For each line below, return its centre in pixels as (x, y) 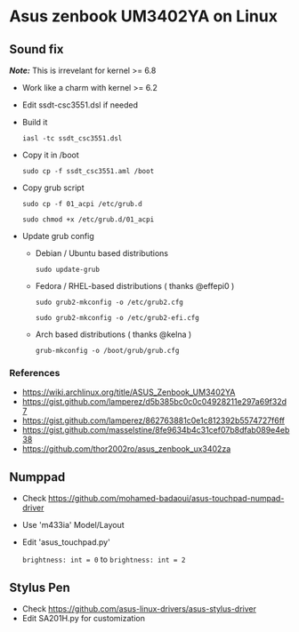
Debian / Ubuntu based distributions (102, 253)
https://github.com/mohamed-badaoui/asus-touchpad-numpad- (166, 499)
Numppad (37, 477)
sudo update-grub (68, 269)
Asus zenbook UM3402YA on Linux (144, 16)
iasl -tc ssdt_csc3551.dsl (72, 139)
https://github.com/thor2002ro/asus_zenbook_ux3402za (126, 449)
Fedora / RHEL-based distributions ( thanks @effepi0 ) (135, 286)
